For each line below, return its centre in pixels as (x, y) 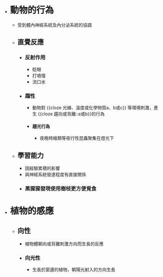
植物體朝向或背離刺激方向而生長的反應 (64, 244)
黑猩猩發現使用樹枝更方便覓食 (61, 188)
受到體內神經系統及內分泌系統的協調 (55, 25)
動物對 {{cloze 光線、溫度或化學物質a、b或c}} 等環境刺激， (93, 107)
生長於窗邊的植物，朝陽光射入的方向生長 (74, 270)
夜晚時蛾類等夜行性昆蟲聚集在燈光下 (77, 138)
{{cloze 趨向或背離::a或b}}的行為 (71, 114)
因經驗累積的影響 (42, 168)
